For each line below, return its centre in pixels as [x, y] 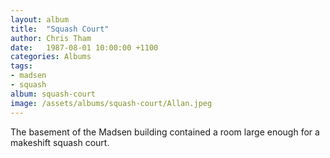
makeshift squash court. [60, 142]
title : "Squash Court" [60, 29]
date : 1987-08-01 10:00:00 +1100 [84, 47]
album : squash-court [53, 94]
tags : [21, 66]
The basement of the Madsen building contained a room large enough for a [165, 132]
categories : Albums [51, 57]
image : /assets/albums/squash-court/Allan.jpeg [111, 103]
